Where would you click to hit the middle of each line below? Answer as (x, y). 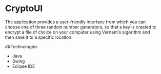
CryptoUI (24, 8)
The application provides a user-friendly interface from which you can (76, 22)
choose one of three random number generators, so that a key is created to (81, 27)
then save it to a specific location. (39, 37)
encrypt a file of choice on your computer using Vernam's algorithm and (78, 32)
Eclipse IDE (23, 66)
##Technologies (21, 46)
